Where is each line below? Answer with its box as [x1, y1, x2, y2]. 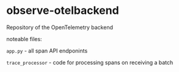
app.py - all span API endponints [6, 47, 88, 54]
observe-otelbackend [6, 4, 119, 18]
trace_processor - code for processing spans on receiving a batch [6, 59, 174, 66]
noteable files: [6, 35, 42, 42]
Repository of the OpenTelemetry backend [6, 24, 113, 31]
